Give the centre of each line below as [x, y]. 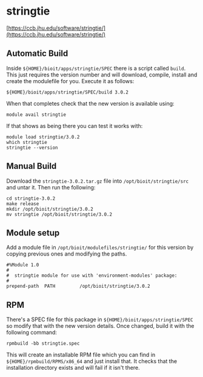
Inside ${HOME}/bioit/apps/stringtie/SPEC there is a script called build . [96, 68]
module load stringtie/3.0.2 [43, 137]
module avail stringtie [36, 114]
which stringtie [27, 142]
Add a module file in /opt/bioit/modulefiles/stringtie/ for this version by [100, 248]
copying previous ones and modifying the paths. [67, 254]
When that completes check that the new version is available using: [90, 103]
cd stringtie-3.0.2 [31, 199]
